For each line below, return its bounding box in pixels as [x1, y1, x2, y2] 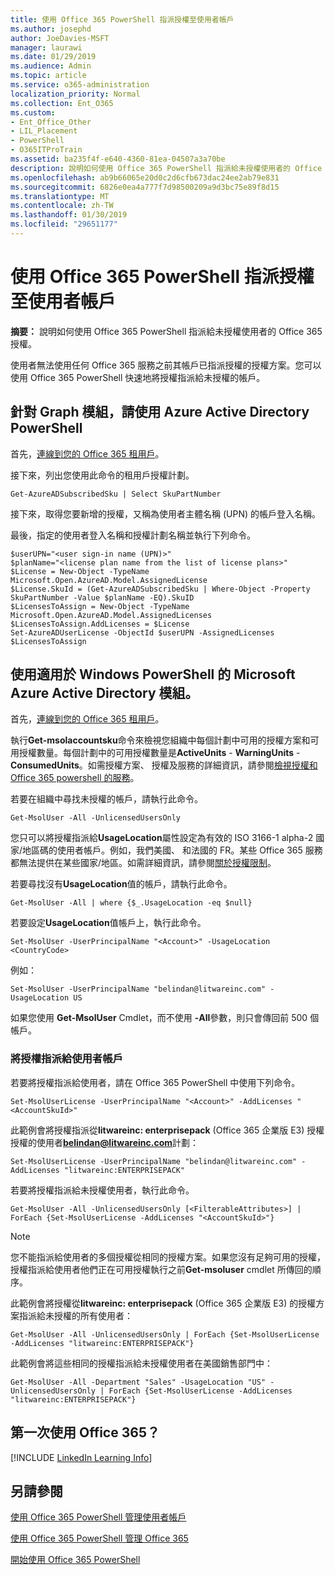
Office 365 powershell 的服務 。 [10, 772, 140, 784]
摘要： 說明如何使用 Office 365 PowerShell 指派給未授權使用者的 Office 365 [10, 325, 323, 337]
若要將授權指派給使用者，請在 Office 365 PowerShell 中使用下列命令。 [10, 1076, 301, 1088]
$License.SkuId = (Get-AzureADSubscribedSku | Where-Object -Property [10, 584, 311, 594]
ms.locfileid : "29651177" [10, 219, 118, 230]
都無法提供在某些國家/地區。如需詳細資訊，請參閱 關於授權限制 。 [10, 857, 277, 869]
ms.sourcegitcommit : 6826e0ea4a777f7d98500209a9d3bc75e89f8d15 [10, 182, 280, 192]
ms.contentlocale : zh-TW [10, 201, 114, 211]
